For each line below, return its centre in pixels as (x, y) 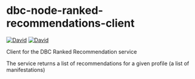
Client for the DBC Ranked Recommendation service (72, 51)
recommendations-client (70, 23)
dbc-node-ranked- (55, 11)
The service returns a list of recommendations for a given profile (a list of (98, 63)
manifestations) (26, 69)
